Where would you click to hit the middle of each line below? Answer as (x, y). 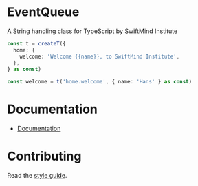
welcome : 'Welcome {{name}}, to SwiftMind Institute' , (100, 56)
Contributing (44, 156)
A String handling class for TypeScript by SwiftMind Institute (92, 31)
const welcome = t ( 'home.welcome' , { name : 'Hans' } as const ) (100, 82)
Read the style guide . (37, 176)
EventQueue (43, 12)
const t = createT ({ (37, 43)
